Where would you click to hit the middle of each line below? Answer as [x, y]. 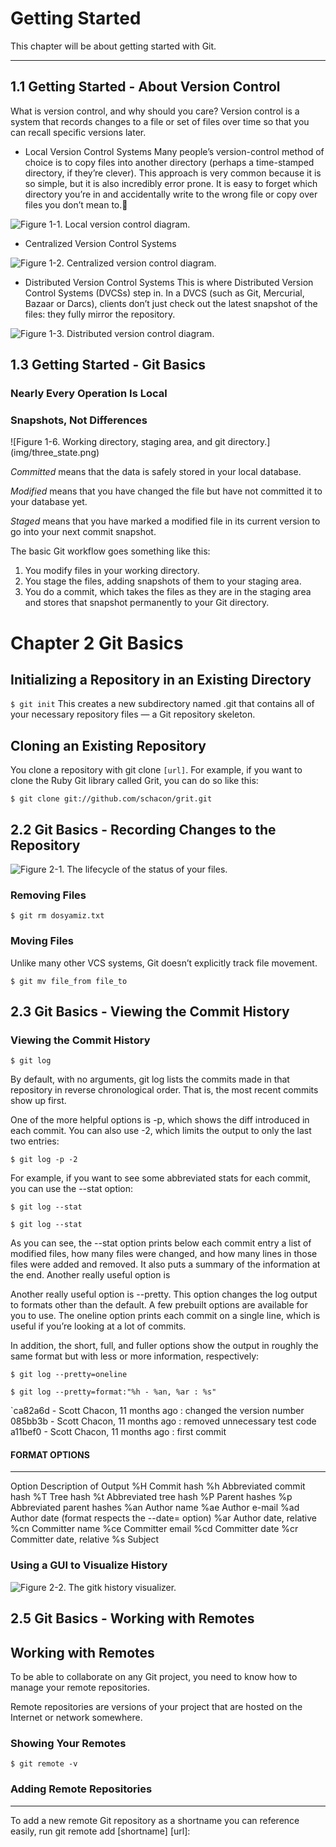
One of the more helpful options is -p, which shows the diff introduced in [160, 1120]
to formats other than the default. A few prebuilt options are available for [159, 1305]
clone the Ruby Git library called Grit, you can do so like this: [134, 781]
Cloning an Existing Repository [108, 745]
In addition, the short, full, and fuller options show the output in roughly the [164, 1346]
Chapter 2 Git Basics [97, 643]
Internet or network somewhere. [76, 1717]
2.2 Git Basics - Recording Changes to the [143, 829]
